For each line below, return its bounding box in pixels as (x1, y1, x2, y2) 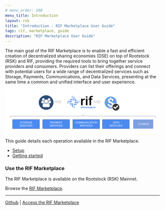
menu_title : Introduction (5, 13, 58, 18)
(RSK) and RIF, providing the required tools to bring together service (5, 58, 143, 64)
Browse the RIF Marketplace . (5, 186, 64, 191)
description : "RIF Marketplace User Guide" (5, 34, 96, 39)
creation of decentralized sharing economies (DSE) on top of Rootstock (5, 53, 150, 59)
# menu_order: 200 (5, 8, 43, 13)
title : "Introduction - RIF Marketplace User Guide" (5, 23, 115, 28)
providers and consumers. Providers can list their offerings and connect (5, 64, 151, 69)
